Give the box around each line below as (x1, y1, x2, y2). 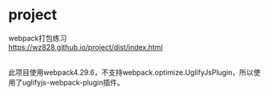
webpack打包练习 (8, 33, 67, 43)
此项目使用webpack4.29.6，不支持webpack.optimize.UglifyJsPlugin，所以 (8, 67, 255, 77)
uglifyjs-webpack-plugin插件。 (22, 77, 124, 87)
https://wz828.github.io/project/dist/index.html (8, 42, 163, 52)
